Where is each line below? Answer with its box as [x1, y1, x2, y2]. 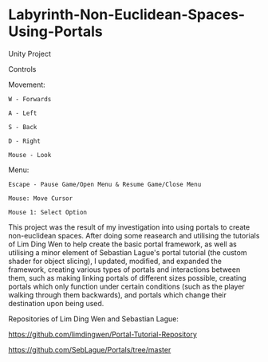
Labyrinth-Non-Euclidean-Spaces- [8, 6, 246, 24]
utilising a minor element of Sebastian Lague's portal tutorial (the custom [8, 247, 247, 257]
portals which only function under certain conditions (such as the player [8, 281, 245, 291]
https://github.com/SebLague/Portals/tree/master [8, 344, 171, 354]
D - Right [8, 137, 41, 145]
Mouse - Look [8, 151, 52, 159]
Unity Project [8, 49, 52, 58]
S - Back [8, 123, 37, 131]
